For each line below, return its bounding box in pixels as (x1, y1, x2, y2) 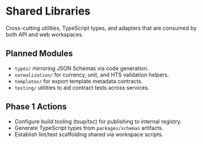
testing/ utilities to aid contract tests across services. (14, 84, 150, 91)
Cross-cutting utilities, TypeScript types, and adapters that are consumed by (5, 24, 197, 32)
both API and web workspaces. (5, 30, 84, 38)
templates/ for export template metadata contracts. (14, 77, 143, 84)
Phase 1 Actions (5, 101, 67, 112)
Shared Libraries (5, 4, 91, 18)
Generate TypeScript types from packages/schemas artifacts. (14, 124, 164, 131)
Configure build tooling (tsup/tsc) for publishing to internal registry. (14, 117, 182, 125)
